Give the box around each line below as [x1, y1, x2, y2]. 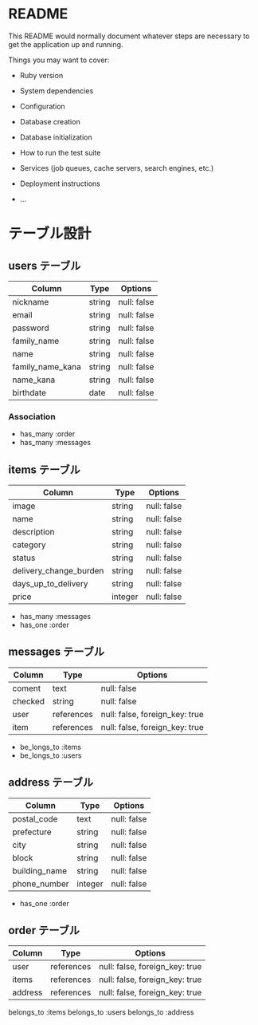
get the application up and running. [8, 39, 123, 49]
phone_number [12, 878, 69, 889]
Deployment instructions [19, 179, 101, 188]
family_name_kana [12, 361, 81, 372]
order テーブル [8, 924, 80, 937]
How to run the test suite [19, 148, 101, 157]
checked [12, 696, 45, 707]
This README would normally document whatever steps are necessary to [8, 31, 250, 41]
